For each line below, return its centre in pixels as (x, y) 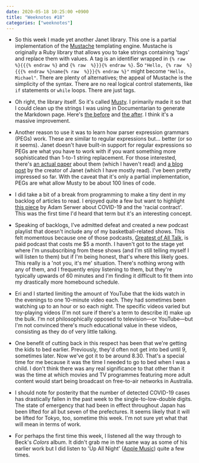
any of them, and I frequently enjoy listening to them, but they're (93, 269)
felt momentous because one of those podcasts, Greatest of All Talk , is (102, 238)
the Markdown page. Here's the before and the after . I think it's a (94, 114)
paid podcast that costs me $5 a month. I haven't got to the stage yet (99, 244)
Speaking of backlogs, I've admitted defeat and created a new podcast (102, 225)
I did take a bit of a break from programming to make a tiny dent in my (100, 195)
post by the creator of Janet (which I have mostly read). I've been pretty (103, 170)
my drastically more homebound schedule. (67, 282)
